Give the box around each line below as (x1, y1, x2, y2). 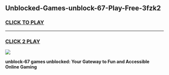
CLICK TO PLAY (5, 19, 44, 26)
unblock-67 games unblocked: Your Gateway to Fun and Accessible (5, 58, 150, 64)
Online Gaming (5, 63, 37, 69)
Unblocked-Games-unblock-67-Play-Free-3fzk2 (5, 4, 161, 12)
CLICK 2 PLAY (5, 37, 40, 44)
